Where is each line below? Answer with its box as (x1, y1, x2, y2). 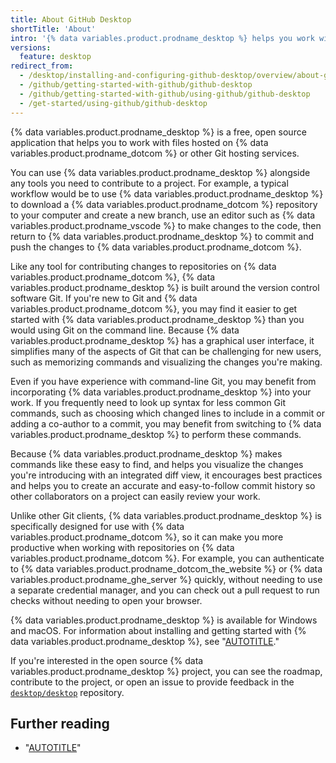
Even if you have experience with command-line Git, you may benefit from (10, 375, 317, 387)
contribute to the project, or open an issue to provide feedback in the (10, 676, 295, 688)
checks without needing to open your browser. (10, 594, 203, 606)
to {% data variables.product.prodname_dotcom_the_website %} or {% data (10, 562, 323, 575)
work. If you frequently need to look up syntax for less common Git (10, 396, 287, 408)
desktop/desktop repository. (10, 686, 125, 698)
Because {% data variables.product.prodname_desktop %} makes (10, 447, 283, 460)
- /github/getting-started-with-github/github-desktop (19, 80, 253, 90)
